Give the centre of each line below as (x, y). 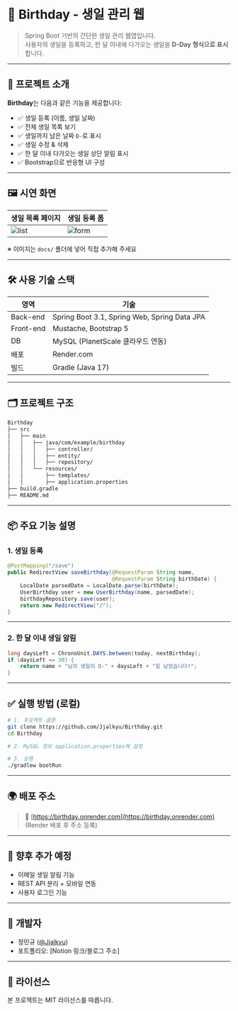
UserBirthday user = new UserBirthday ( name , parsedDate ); (107, 592)
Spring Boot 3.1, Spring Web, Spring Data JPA (129, 317)
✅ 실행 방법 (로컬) (44, 703)
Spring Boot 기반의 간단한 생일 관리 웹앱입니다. (90, 35)
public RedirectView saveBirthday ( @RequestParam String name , (101, 572)
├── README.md (28, 495)
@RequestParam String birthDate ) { (165, 579)
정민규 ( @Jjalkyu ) (43, 942)
